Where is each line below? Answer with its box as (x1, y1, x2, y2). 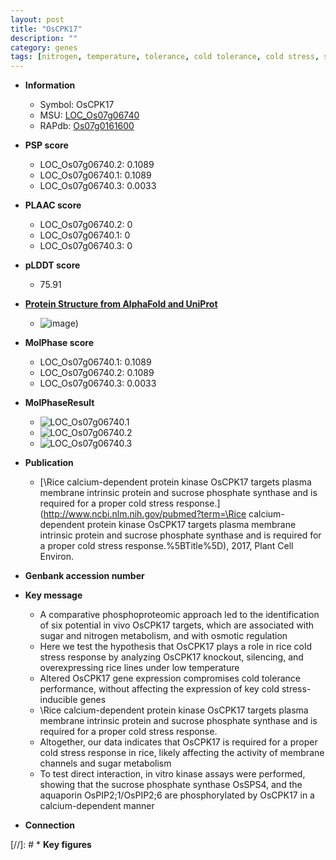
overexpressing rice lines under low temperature (39, 662, 240, 674)
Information (24, 79, 76, 91)
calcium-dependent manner (39, 800, 155, 812)
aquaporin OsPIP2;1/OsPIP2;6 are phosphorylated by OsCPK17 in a (39, 789, 315, 801)
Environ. (39, 551, 75, 563)
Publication (24, 457, 74, 469)
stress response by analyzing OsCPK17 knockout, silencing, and (39, 651, 304, 663)
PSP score (24, 139, 69, 151)
